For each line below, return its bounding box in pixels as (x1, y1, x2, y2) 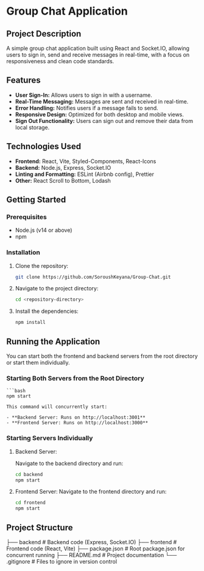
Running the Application (6, 336, 100, 346)
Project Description (6, 29, 82, 39)
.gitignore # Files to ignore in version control (6, 558, 118, 565)
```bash (6, 388, 26, 394)
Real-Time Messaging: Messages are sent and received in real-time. (15, 97, 189, 105)
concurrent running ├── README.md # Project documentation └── (6, 551, 177, 558)
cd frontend (15, 500, 46, 506)
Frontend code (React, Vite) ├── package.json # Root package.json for (6, 545, 185, 552)
